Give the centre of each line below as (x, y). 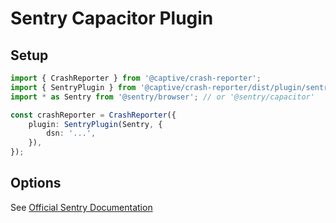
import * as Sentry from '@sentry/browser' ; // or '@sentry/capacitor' (162, 97)
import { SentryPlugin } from (73, 87)
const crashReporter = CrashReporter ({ (93, 115)
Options (36, 183)
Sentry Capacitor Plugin (112, 18)
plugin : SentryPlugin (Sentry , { (95, 124)
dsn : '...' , (71, 133)
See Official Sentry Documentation (81, 207)
